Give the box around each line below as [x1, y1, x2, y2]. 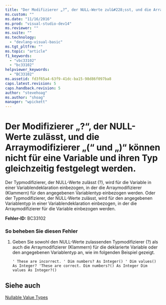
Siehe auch [5, 281, 41, 290]
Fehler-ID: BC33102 [5, 215, 46, 221]
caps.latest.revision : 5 [5, 81, 56, 86]
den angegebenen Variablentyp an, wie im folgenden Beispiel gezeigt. [12, 249, 155, 255]
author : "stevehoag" [5, 90, 48, 95]
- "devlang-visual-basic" [9, 40, 63, 45]
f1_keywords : [5, 53, 32, 59]
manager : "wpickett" [5, 100, 48, 105]
